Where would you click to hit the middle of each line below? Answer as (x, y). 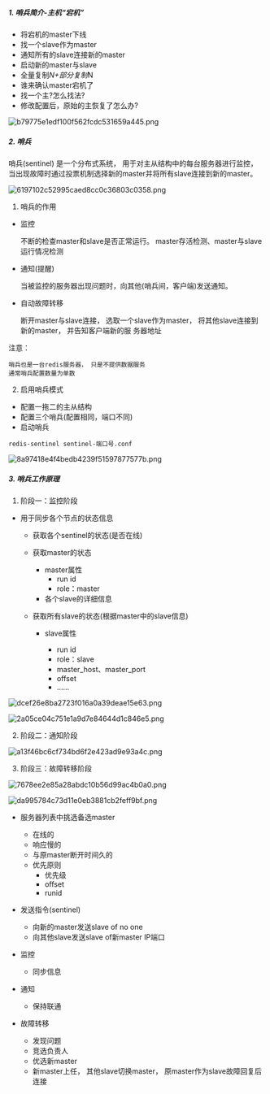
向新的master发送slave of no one (88, 927)
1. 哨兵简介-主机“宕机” (46, 12)
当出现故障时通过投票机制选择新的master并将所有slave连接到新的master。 (133, 173)
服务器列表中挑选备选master (67, 817)
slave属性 (61, 633)
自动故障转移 (41, 303)
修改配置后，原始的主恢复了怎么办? (79, 105)
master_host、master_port (101, 669)
